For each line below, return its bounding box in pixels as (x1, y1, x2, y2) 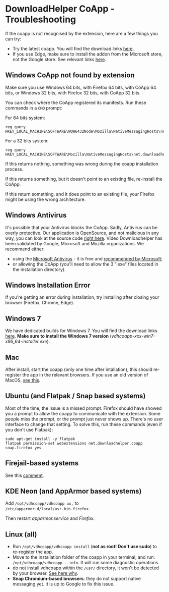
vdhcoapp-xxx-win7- (111, 333, 156, 339)
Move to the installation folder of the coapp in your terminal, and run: (12, 554, 155, 560)
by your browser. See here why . (12, 570, 79, 576)
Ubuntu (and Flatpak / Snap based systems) (5, 392, 146, 400)
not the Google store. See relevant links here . (12, 56, 107, 62)
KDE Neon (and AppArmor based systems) (5, 487, 142, 496)
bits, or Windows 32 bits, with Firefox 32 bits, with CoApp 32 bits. (5, 89, 141, 96)
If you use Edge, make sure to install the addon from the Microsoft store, (12, 51, 163, 57)
